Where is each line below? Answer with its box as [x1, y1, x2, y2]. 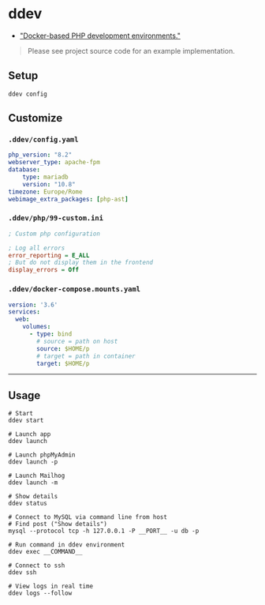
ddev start [8, 416, 44, 425]
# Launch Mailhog [8, 472, 65, 480]
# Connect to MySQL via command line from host [8, 513, 168, 521]
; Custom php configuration [8, 230, 101, 238]
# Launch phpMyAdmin [8, 451, 77, 459]
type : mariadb [22, 173, 69, 182]
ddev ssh [8, 569, 37, 577]
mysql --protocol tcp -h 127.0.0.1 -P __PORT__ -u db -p [8, 527, 200, 535]
